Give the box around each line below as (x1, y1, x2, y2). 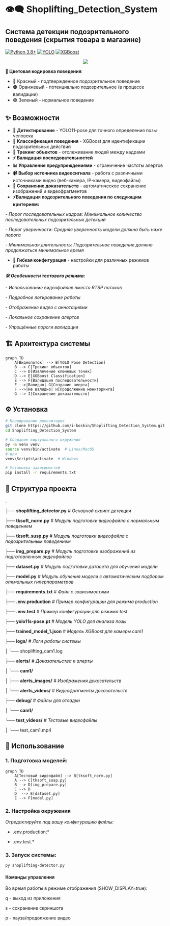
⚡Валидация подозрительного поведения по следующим (12, 194, 141, 200)
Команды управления (5, 874, 55, 880)
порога (5, 232, 21, 238)
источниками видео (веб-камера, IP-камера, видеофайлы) (12, 177, 141, 183)
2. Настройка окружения (5, 807, 71, 814)
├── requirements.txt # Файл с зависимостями (5, 589, 109, 594)
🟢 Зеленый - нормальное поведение (12, 97, 94, 103)
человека (12, 133, 34, 139)
